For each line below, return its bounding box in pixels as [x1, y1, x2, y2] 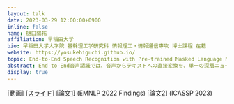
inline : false [7, 23, 49, 30]
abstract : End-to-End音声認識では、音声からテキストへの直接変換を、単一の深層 [7, 62, 214, 69]
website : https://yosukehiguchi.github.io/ [7, 50, 136, 57]
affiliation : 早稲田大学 [7, 36, 75, 43]
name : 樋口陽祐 [7, 29, 47, 37]
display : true [7, 68, 49, 75]
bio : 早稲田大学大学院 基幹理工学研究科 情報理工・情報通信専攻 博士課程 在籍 [7, 43, 207, 50]
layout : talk [7, 10, 45, 17]
